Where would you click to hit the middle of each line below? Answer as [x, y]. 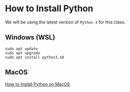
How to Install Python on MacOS [37, 84]
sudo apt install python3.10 [35, 57]
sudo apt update [21, 49]
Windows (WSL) [30, 37]
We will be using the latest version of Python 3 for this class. [65, 22]
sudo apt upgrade [23, 53]
